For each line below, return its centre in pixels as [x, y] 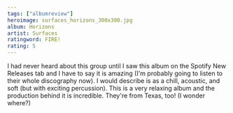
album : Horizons [31, 27]
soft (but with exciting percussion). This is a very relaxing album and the [111, 88]
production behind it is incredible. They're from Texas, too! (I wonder [106, 96]
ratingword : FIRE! [34, 40]
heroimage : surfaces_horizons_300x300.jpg [70, 20]
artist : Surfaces [33, 33]
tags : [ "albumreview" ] [40, 14]
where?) [19, 103]
